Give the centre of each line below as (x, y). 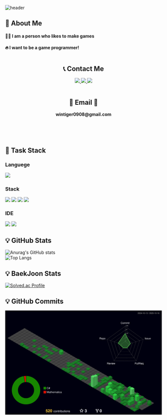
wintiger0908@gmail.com (83, 114)
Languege (18, 165)
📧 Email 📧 (83, 102)
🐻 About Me (24, 23)
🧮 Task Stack (26, 150)
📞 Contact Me (83, 69)
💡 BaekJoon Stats (33, 274)
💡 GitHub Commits (34, 301)
